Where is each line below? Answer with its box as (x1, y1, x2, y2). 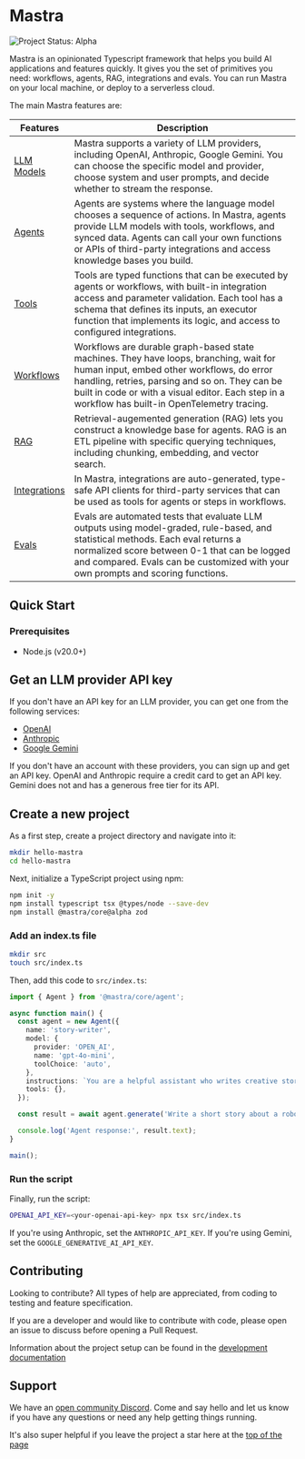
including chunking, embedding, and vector (74, 446, 260, 459)
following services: (9, 706, 80, 717)
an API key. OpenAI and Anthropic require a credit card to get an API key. (9, 770, 282, 781)
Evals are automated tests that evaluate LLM (74, 510, 263, 522)
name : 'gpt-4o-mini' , (33, 1050, 116, 1060)
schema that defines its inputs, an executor (74, 302, 258, 315)
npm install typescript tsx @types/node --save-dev (9, 898, 209, 908)
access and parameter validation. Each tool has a (74, 291, 283, 304)
